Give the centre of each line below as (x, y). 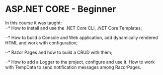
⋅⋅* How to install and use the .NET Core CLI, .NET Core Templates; (74, 28)
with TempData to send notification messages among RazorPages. (73, 67)
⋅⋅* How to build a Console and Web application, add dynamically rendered (81, 37)
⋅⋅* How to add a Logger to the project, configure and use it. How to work (80, 62)
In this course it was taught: (34, 23)
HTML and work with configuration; (41, 42)
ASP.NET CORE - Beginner (61, 9)
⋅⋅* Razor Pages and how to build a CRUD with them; (59, 52)
